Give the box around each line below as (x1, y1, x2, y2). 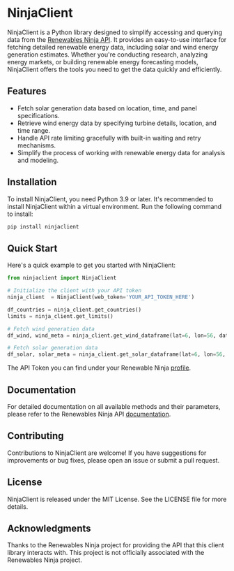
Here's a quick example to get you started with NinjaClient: (7, 261, 176, 270)
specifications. (17, 111, 60, 120)
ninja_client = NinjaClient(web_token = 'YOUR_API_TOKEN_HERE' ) (7, 294, 195, 301)
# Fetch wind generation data (7, 325, 95, 333)
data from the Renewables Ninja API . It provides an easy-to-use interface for (7, 35, 227, 43)
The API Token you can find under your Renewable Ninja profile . (7, 363, 192, 372)
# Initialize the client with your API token (7, 287, 141, 294)
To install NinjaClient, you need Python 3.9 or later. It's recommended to (7, 194, 214, 203)
